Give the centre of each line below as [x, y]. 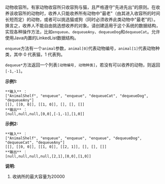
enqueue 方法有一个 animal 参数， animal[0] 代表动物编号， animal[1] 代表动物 [80, 48]
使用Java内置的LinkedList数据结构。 [42, 38]
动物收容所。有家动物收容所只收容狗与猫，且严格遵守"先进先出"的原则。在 [81, 7]
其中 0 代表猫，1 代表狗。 [39, 54]
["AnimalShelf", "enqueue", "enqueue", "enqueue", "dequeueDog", [73, 138]
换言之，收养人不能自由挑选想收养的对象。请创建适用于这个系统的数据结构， [83, 26]
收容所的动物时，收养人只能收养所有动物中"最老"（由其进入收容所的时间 [87, 13]
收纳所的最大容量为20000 [38, 176]
